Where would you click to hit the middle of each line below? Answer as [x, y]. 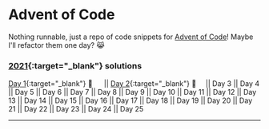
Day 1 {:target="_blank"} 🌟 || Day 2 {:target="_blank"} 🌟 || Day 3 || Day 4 [134, 84]
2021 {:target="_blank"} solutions [75, 65]
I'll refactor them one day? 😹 [57, 45]
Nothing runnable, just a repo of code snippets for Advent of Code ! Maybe [131, 37]
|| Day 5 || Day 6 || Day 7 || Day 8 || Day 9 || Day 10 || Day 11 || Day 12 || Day [132, 92]
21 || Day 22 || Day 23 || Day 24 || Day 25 [76, 109]
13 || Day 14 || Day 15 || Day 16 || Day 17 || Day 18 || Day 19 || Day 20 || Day [130, 100]
